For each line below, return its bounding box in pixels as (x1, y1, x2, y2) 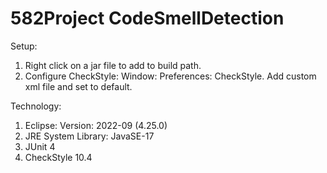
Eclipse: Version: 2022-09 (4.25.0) (24, 119, 168, 131)
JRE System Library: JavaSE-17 (24, 130, 155, 142)
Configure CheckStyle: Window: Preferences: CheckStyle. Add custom (24, 70, 317, 82)
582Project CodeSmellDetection (10, 7, 285, 30)
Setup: (10, 40, 38, 52)
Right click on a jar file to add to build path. (24, 59, 202, 71)
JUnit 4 (24, 140, 56, 152)
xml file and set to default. (24, 80, 133, 92)
